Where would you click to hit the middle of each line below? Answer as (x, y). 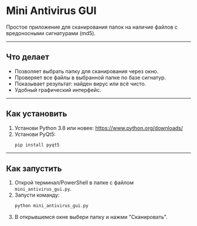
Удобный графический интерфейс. (58, 90)
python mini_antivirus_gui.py (52, 206)
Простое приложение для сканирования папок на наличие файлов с (92, 27)
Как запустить (34, 168)
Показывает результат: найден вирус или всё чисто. (80, 84)
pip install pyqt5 (37, 145)
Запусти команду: (37, 195)
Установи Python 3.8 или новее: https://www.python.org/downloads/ (99, 128)
